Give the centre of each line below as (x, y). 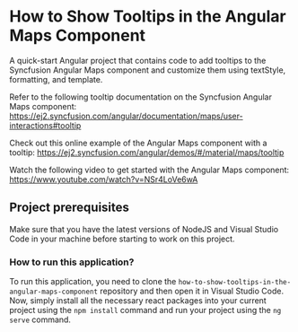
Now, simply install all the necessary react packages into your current (138, 301)
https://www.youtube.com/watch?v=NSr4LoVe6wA (104, 179)
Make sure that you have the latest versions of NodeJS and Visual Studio (144, 229)
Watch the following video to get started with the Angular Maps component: (149, 170)
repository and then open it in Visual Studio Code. (192, 291)
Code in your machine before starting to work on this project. (122, 239)
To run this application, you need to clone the (93, 282)
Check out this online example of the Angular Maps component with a (138, 143)
